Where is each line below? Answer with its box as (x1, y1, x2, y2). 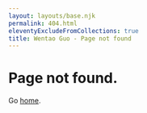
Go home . (8, 96, 41, 106)
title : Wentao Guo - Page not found (8, 34, 132, 43)
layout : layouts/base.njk (8, 11, 95, 20)
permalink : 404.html (8, 19, 78, 27)
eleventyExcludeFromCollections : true (8, 27, 139, 35)
